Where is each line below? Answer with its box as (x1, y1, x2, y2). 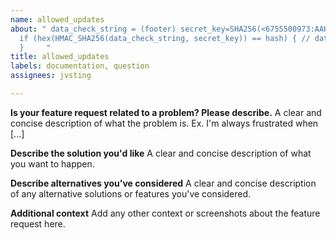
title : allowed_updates (10, 52, 110, 62)
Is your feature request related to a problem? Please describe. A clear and (10, 106, 322, 118)
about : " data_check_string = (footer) (10, 24, 177, 34)
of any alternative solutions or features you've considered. (10, 187, 252, 200)
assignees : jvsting (10, 71, 92, 81)
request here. (10, 217, 66, 230)
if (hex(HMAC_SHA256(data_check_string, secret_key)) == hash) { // (19, 33, 311, 43)
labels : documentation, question (10, 61, 150, 71)
